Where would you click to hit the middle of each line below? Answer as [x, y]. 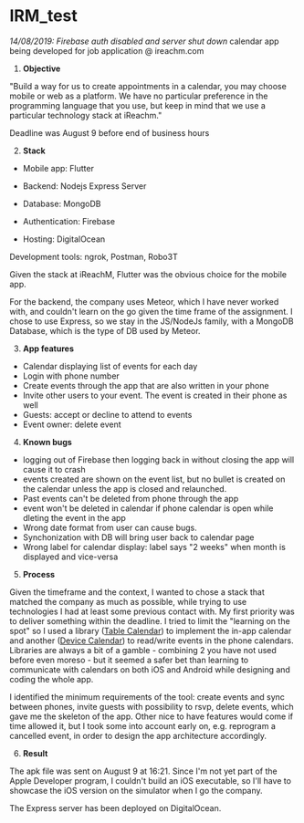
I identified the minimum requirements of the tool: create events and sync [147, 697]
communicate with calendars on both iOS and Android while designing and [150, 669]
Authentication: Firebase [69, 221]
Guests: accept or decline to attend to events [107, 414]
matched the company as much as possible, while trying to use [128, 601]
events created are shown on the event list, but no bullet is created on [154, 479]
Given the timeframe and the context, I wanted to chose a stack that [137, 592]
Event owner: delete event [72, 424]
